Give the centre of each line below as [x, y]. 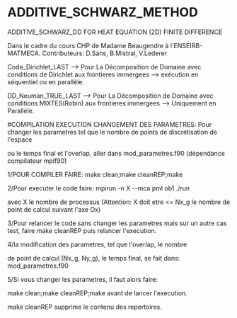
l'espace [20, 140]
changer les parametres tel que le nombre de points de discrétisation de [112, 132]
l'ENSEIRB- [186, 45]
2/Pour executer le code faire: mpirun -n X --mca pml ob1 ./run [99, 188]
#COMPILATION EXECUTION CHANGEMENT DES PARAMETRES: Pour [110, 124]
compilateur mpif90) [37, 161]
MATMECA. [24, 53]
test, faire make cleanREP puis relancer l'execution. [82, 230]
